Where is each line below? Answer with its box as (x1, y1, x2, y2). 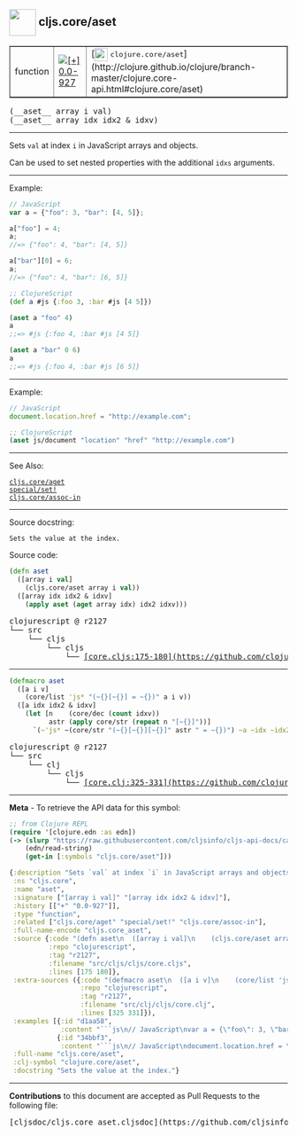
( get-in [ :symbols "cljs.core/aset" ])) (25, 852, 172, 861)
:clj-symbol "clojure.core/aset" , (12, 1058, 141, 1067)
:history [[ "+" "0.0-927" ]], (12, 901, 121, 910)
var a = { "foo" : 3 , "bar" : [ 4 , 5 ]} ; (9, 208, 144, 217)
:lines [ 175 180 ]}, (48, 968, 121, 976)
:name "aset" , (12, 884, 65, 894)
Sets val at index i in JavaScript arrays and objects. (9, 139, 199, 151)
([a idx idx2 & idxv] (17, 701, 97, 710)
